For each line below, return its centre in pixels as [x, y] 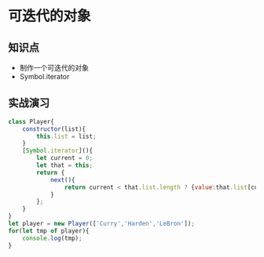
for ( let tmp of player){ [49, 231]
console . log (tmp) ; [52, 238]
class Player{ [31, 121]
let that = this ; [64, 165]
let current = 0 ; [64, 158]
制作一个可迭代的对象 [54, 68]
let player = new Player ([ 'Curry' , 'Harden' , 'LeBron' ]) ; [101, 224]
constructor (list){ [54, 129]
